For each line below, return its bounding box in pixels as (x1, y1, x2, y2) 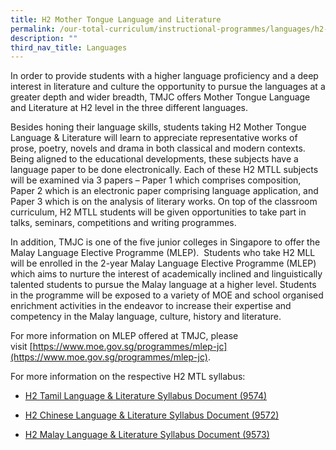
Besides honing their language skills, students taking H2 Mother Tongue (10, 121, 307, 133)
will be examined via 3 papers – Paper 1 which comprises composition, (10, 174, 302, 186)
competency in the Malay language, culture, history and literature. (10, 311, 282, 323)
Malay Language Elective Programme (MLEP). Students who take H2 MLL (10, 247, 316, 259)
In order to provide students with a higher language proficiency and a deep (10, 70, 319, 82)
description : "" (10, 33, 78, 43)
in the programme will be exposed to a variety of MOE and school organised (10, 289, 324, 301)
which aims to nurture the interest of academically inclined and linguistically (10, 268, 323, 280)
